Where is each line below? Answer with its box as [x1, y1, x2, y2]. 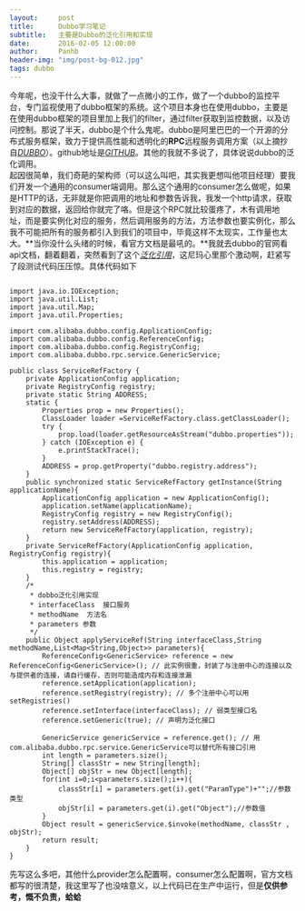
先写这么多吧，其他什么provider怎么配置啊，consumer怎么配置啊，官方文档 [9, 868, 293, 879]
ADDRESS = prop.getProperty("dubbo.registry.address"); [42, 461, 258, 471]
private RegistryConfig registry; [25, 382, 156, 391]
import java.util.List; [9, 295, 100, 304]
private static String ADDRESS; [25, 390, 148, 399]
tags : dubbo [9, 65, 54, 74]
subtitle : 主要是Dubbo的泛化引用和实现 [9, 30, 153, 39]
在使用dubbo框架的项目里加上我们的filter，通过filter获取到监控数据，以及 [9, 113, 283, 124]
